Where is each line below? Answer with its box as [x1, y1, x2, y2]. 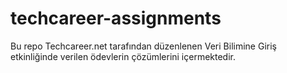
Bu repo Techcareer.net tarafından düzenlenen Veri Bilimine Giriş [10, 40, 277, 52]
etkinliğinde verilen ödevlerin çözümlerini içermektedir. [10, 50, 237, 62]
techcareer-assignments [10, 7, 222, 30]
